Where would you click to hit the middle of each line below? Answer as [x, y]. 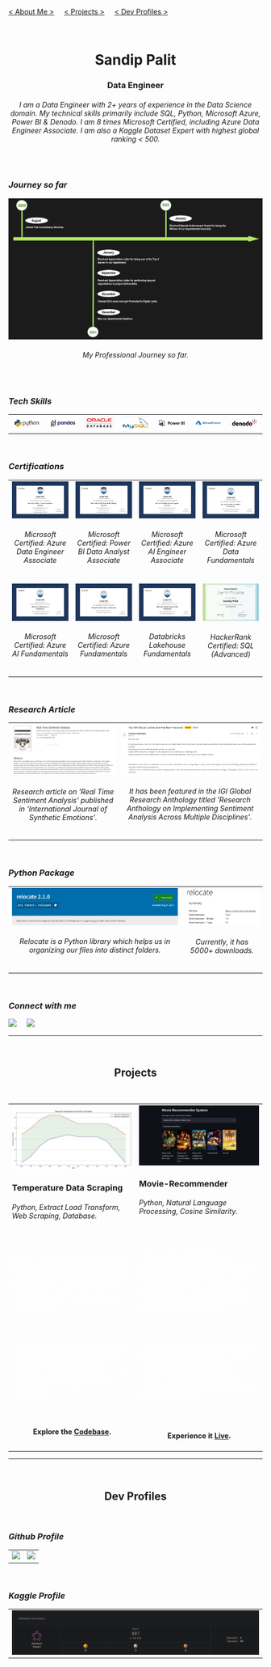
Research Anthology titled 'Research [190, 800]
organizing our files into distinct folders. [95, 950]
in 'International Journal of [63, 809]
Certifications [36, 467]
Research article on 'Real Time [63, 792]
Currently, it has [221, 941]
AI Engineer [167, 551]
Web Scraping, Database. [54, 1216]
